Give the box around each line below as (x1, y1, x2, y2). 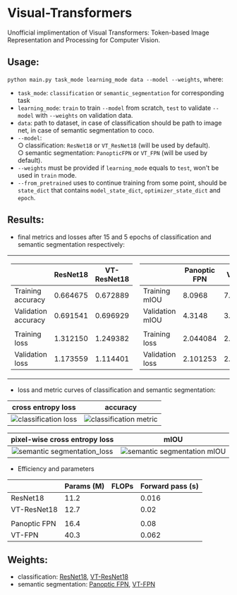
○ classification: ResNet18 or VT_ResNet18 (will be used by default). (17, 141, 210, 149)
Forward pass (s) (140, 481, 199, 491)
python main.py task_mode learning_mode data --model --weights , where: (7, 75, 224, 83)
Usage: (7, 56, 40, 68)
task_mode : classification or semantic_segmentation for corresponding (17, 88, 224, 97)
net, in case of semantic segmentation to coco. (17, 125, 154, 135)
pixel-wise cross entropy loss (11, 434, 114, 444)
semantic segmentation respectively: (17, 240, 125, 248)
